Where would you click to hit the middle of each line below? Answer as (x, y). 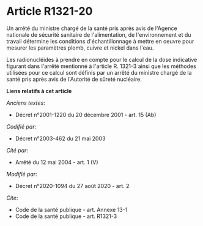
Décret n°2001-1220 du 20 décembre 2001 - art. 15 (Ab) (86, 115)
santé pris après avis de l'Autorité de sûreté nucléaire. (74, 79)
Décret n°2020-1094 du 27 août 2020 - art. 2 (72, 186)
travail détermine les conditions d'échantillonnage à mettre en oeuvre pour (100, 41)
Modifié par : (22, 174)
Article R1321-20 (50, 11)
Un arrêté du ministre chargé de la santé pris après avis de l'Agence (92, 28)
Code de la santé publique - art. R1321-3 (66, 216)
